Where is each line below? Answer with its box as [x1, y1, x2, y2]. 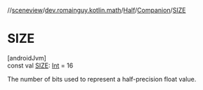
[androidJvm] [7, 53, 47, 62]
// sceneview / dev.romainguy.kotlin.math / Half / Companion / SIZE [7, 6, 186, 14]
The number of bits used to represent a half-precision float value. [7, 75, 197, 83]
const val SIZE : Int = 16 [7, 61, 74, 70]
